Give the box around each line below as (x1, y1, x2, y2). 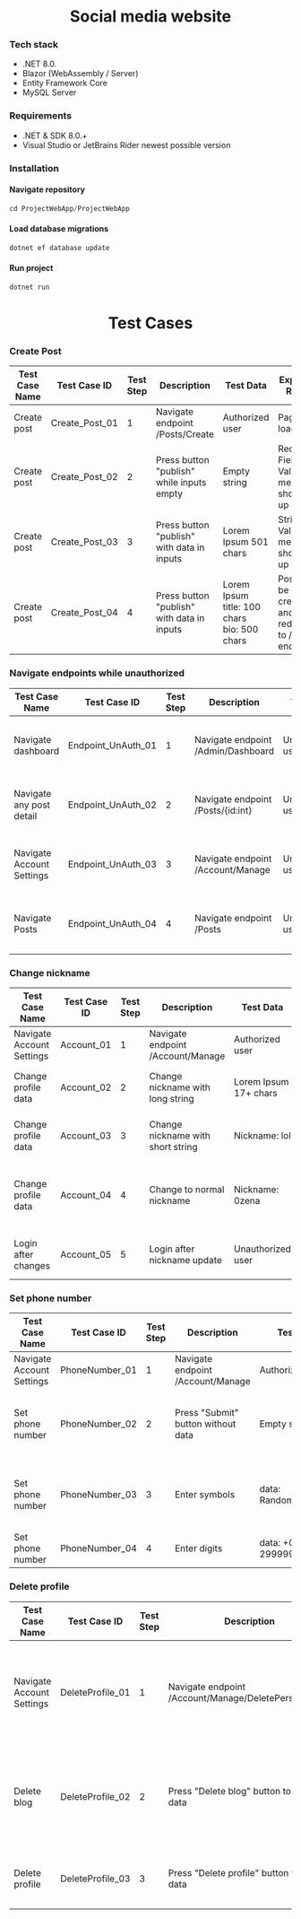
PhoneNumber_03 (59, 1488, 137, 1501)
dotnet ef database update (9, 243, 110, 252)
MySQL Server (21, 87, 77, 98)
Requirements (9, 109, 73, 122)
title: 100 (222, 601, 262, 614)
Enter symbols (174, 1488, 236, 1501)
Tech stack (9, 39, 58, 51)
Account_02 (59, 1081, 112, 1094)
